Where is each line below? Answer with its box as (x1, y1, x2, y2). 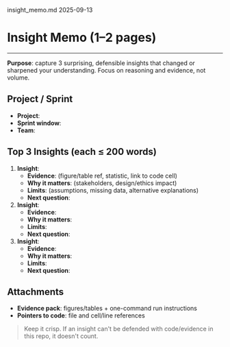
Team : (16, 126, 36, 134)
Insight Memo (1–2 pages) (7, 30, 157, 45)
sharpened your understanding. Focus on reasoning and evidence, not (7, 66, 206, 74)
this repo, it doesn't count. (23, 332, 99, 340)
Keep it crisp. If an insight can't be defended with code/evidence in (23, 325, 214, 333)
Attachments (7, 286, 64, 298)
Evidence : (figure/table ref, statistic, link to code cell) (27, 171, 178, 180)
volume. (7, 73, 30, 82)
